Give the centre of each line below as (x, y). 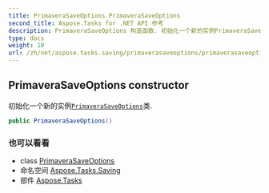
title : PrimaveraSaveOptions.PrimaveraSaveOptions (94, 16)
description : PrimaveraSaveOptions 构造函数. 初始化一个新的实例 (112, 30)
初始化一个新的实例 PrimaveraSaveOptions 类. (80, 106)
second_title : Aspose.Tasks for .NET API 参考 (86, 23)
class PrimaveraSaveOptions (67, 160)
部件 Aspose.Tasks (51, 180)
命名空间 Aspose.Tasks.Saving (70, 170)
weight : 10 (26, 46)
